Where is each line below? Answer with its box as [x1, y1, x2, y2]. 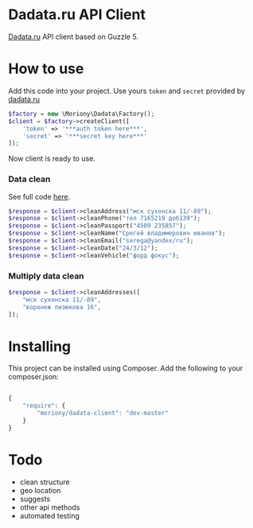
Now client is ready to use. [8, 153, 95, 164]
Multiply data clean [8, 270, 85, 281]
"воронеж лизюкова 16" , [22, 303, 102, 311]
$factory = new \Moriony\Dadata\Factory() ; [8, 110, 155, 118]
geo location [19, 485, 61, 495]
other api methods [19, 503, 80, 512]
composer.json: [8, 372, 60, 382]
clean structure [19, 477, 70, 487]
